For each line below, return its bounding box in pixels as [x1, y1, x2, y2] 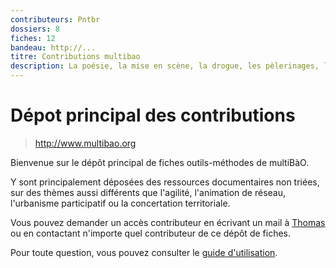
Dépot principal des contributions [10, 104, 296, 127]
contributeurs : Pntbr [10, 14, 101, 25]
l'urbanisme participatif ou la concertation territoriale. [10, 197, 231, 209]
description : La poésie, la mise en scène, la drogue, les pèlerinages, [10, 61, 320, 71]
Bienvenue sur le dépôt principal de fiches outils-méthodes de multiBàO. [10, 156, 310, 168]
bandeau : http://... [10, 42, 97, 53]
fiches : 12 [10, 33, 56, 43]
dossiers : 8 [10, 24, 60, 34]
